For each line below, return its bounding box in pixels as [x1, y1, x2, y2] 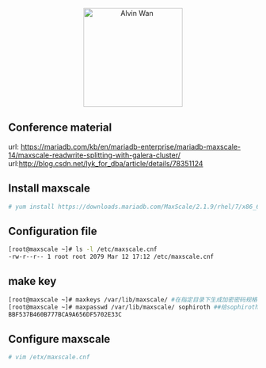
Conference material [8, 121, 112, 135]
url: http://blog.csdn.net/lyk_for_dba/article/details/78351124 [8, 158, 203, 168]
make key [8, 275, 57, 288]
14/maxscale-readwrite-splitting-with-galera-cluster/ [8, 150, 180, 160]
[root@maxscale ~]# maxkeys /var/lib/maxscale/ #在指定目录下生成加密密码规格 [8, 295, 257, 304]
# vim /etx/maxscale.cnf [8, 353, 90, 362]
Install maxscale [8, 182, 91, 195]
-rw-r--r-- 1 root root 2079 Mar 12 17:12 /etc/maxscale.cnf [8, 253, 215, 261]
